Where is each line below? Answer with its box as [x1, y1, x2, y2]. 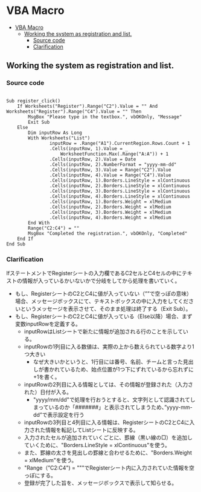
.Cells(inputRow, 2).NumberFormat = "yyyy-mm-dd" [49, 161, 177, 167]
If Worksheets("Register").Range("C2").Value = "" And [17, 103, 158, 109]
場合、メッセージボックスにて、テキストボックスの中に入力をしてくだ [14, 298, 189, 305]
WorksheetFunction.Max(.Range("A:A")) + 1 [60, 151, 169, 157]
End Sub [6, 241, 26, 247]
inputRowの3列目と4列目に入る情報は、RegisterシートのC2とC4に [24, 419, 190, 426]
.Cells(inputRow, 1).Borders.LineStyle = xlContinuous [49, 177, 190, 184]
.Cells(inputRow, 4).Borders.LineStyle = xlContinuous [49, 193, 190, 199]
